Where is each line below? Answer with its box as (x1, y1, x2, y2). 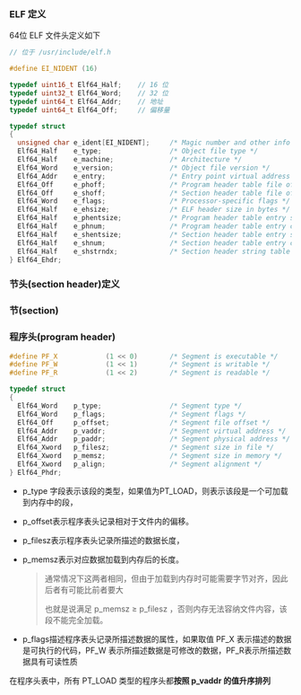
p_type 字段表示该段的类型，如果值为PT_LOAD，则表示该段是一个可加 (21, 485, 280, 496)
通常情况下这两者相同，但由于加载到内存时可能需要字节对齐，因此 (44, 573, 288, 584)
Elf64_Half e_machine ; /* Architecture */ (17, 155, 243, 164)
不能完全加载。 (52, 614, 108, 625)
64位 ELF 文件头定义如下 (9, 30, 101, 41)
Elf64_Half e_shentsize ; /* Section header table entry (17, 230, 287, 239)
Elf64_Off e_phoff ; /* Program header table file (17, 180, 282, 189)
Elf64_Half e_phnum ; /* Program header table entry (17, 222, 287, 231)
